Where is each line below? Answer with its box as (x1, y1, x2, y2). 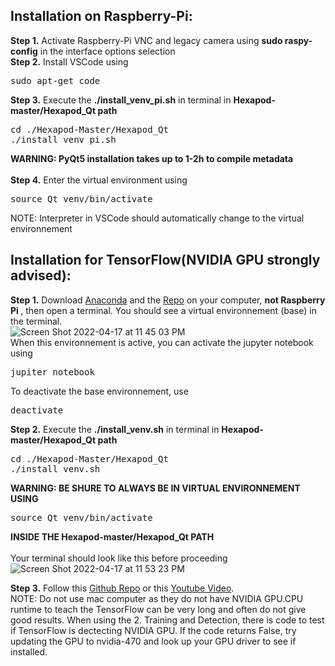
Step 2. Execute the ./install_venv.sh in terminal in (10, 423, 220, 435)
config (10, 45, 38, 57)
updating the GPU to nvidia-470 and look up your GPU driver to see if (10, 635, 297, 647)
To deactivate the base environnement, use (10, 385, 189, 397)
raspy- (284, 34, 313, 46)
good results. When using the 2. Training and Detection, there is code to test (10, 614, 325, 626)
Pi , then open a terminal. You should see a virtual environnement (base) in (10, 304, 317, 316)
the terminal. (10, 315, 63, 327)
